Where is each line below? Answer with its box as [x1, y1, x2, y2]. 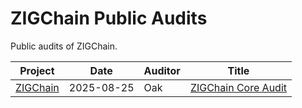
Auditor [143, 63, 181, 77]
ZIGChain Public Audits [10, 7, 208, 30]
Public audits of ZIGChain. [10, 40, 118, 52]
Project [19, 63, 55, 77]
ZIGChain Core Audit [189, 80, 287, 94]
